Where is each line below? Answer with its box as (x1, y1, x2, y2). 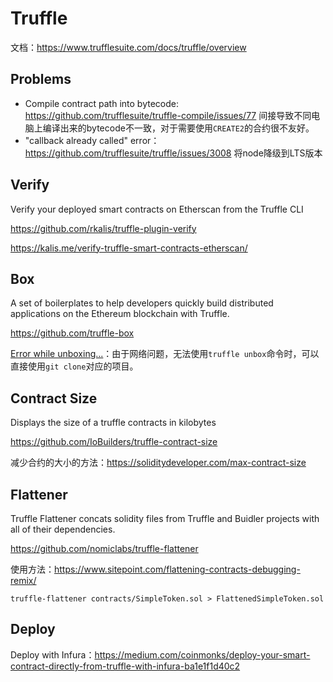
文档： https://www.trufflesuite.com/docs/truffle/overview (10, 41, 247, 53)
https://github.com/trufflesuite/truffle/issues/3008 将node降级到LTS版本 (24, 147, 323, 159)
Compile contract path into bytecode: (24, 97, 179, 109)
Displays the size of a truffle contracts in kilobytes (10, 417, 217, 429)
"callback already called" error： (24, 134, 160, 146)
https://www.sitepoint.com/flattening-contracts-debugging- (54, 563, 301, 575)
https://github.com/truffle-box (10, 327, 135, 339)
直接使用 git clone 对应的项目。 (10, 360, 139, 372)
